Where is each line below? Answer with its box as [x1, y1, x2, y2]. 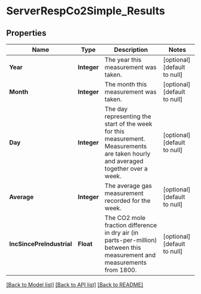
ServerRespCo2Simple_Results [6, 4, 166, 18]
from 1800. [104, 266, 137, 274]
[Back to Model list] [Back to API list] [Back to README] [6, 281, 144, 288]
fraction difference [104, 221, 157, 229]
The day [104, 105, 128, 113]
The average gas [104, 182, 153, 190]
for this [104, 127, 124, 135]
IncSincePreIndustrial [9, 240, 72, 248]
